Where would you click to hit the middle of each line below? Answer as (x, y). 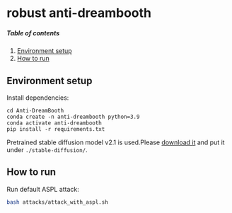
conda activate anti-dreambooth (54, 123)
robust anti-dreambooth (79, 13)
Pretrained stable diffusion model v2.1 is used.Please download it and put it (116, 142)
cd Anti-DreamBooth (35, 110)
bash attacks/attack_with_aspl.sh (58, 202)
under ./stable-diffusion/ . (47, 149)
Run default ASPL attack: (43, 189)
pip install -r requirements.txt (56, 129)
